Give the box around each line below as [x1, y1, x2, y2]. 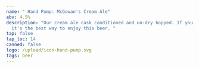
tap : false [6, 31, 33, 37]
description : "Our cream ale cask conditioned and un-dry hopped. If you [6, 20, 194, 25]
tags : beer [6, 53, 33, 59]
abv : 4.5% [6, 14, 31, 20]
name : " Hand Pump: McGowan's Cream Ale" [6, 8, 111, 15]
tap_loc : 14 [6, 36, 36, 42]
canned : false [6, 42, 42, 48]
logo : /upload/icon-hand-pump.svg [6, 47, 92, 53]
